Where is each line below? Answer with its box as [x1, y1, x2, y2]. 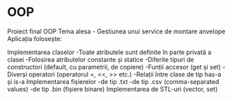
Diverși [7, 70, 28, 78]
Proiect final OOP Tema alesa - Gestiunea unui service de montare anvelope [7, 27, 226, 35]
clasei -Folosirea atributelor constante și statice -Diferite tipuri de [7, 55, 194, 63]
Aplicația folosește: [7, 34, 63, 42]
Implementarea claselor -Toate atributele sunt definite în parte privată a [7, 48, 212, 56]
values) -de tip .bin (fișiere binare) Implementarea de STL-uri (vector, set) [7, 85, 218, 93]
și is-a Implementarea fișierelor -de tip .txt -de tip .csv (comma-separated [7, 77, 219, 85]
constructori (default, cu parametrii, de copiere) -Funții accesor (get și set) [7, 62, 222, 71]
